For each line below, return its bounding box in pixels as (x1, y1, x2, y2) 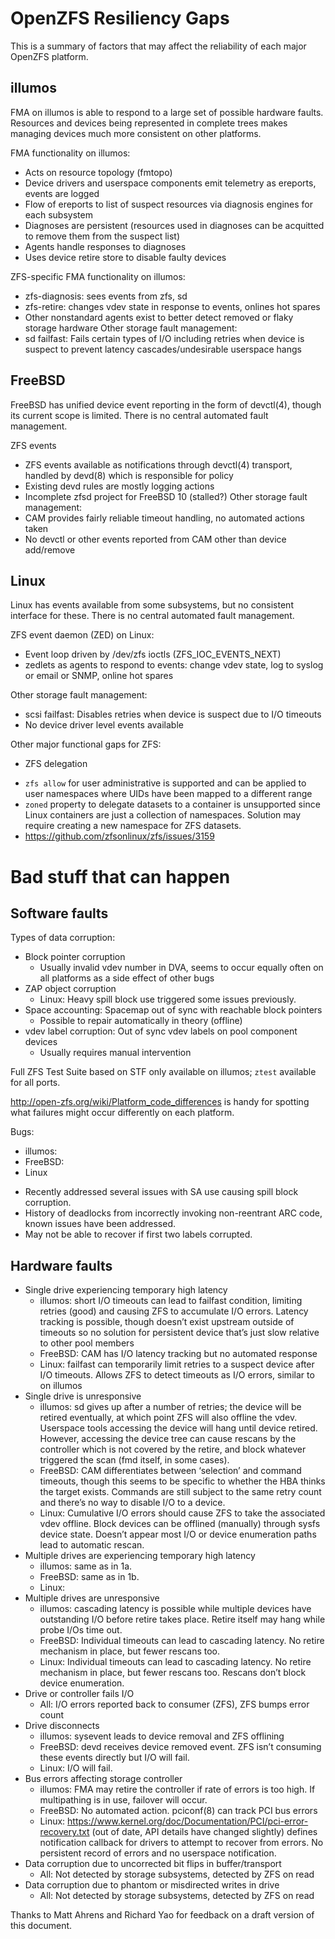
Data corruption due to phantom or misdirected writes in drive (24, 1879, 280, 1891)
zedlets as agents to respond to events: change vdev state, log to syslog (24, 659, 324, 671)
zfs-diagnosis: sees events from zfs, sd (24, 290, 188, 302)
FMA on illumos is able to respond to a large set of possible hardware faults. (10, 106, 324, 118)
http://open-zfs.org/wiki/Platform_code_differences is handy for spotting (10, 1096, 310, 1108)
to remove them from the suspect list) (24, 230, 181, 242)
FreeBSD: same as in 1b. (39, 1571, 140, 1583)
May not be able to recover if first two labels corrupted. (24, 1228, 253, 1241)
